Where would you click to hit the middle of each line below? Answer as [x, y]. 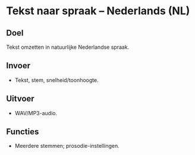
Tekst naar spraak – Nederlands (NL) [98, 11]
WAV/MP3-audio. [36, 113]
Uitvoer [20, 99]
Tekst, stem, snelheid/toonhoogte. [57, 80]
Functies [23, 132]
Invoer [18, 66]
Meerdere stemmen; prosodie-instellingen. [67, 146]
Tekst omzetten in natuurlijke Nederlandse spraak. [68, 47]
